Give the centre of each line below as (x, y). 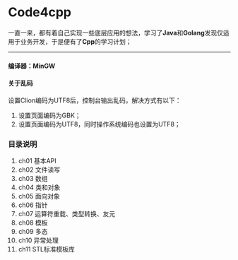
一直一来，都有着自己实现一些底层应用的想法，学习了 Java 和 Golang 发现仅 (116, 32)
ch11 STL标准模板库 (46, 249)
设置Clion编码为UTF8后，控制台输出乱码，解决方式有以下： (95, 100)
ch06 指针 (33, 205)
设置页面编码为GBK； (49, 115)
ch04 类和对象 (39, 187)
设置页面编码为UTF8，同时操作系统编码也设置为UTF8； (99, 124)
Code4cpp (40, 12)
